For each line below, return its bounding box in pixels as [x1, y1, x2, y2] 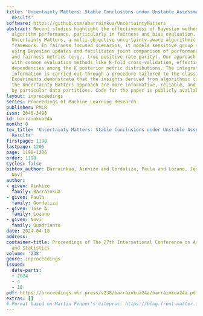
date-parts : [11, 267, 42, 274]
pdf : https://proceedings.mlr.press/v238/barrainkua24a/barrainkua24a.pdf [6, 289, 199, 296]
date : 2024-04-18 [6, 228, 50, 234]
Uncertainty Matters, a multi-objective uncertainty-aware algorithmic [11, 37, 196, 43]
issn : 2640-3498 [6, 110, 47, 116]
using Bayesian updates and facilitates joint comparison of [11, 48, 169, 54]
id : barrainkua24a [6, 115, 53, 121]
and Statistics [11, 245, 50, 251]
